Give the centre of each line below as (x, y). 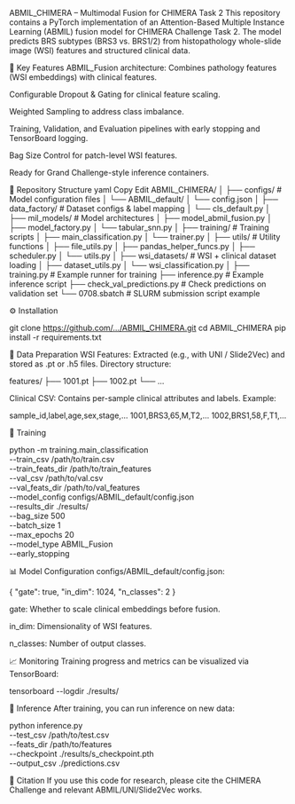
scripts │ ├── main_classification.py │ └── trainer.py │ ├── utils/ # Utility (145, 237)
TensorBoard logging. (49, 138)
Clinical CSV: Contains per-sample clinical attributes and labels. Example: (143, 398)
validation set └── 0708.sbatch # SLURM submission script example (135, 293)
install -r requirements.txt (55, 337)
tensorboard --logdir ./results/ (64, 691)
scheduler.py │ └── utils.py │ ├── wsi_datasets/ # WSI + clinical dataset (143, 256)
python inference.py (46, 725)
